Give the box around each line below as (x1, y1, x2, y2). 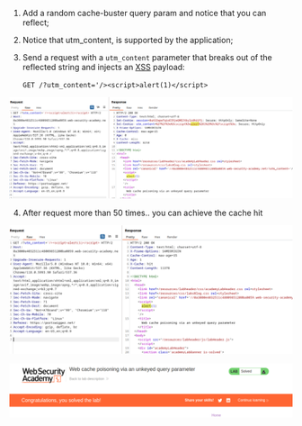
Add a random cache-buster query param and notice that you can (22, 8, 267, 18)
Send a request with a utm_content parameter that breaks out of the (22, 52, 272, 62)
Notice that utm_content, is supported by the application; (22, 35, 234, 45)
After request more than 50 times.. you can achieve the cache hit (22, 207, 263, 218)
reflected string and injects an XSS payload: (22, 62, 186, 72)
